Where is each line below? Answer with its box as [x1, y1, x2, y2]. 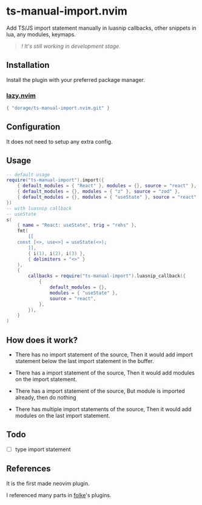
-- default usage [6, 172, 50, 178]
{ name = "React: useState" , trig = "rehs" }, [17, 222, 137, 229]
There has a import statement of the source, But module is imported [15, 387, 185, 395]
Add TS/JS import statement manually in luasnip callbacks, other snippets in [6, 24, 197, 32]
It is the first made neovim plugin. [6, 480, 90, 487]
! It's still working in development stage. [21, 42, 121, 50]
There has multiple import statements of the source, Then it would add [15, 405, 192, 413]
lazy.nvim [6, 91, 36, 99]
